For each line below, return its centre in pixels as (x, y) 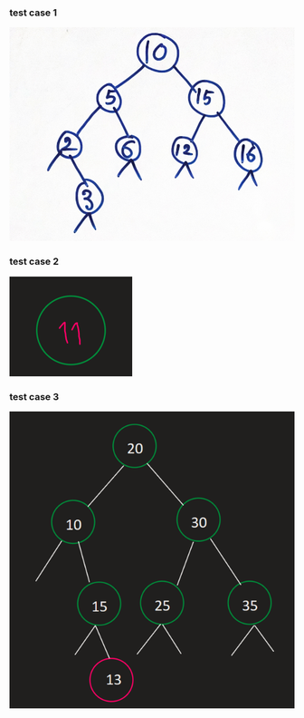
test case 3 (34, 396)
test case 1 (33, 13)
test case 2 (34, 262)
